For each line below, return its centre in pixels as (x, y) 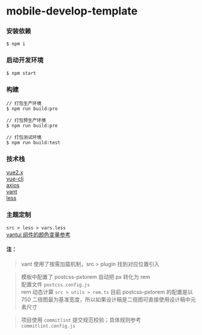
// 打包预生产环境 (26, 121)
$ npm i (16, 44)
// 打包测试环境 (24, 138)
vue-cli (15, 179)
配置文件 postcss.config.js (55, 284)
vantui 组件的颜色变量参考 (39, 234)
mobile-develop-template (72, 11)
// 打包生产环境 (24, 104)
